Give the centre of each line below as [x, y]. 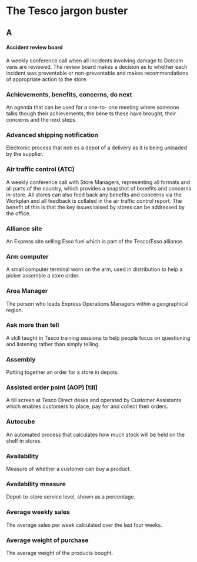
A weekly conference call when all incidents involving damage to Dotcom [95, 61]
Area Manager [27, 291]
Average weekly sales [38, 512]
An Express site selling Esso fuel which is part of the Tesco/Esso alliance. [95, 241]
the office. [19, 213]
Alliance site [24, 229]
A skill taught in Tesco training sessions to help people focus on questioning [98, 338]
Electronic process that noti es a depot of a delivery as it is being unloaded [97, 148]
